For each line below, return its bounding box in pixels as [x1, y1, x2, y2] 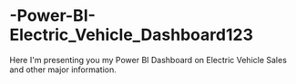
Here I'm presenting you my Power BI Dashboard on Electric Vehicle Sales [9, 54, 287, 65]
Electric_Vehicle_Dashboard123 [9, 24, 253, 45]
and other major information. [9, 64, 117, 75]
